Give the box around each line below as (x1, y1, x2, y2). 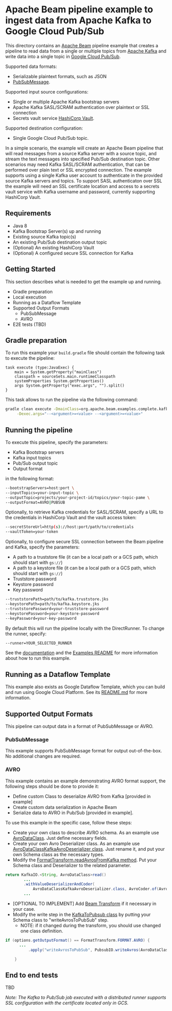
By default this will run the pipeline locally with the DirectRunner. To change (5, 625, 165, 631)
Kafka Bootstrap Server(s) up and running (12, 228, 101, 234)
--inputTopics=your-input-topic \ (5, 490, 79, 495)
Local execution (12, 294, 47, 300)
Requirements (5, 209, 51, 218)
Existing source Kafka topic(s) (12, 233, 76, 240)
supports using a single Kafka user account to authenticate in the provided (5, 172, 163, 178)
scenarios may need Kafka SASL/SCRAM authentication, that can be (5, 161, 150, 168)
